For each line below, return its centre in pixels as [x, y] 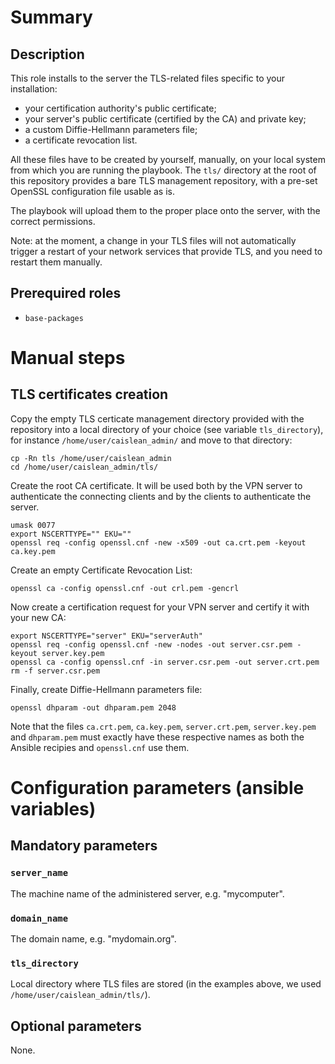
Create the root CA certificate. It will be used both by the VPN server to [156, 485]
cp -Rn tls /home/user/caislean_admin [91, 458]
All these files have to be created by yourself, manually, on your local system [168, 159]
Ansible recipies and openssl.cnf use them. [100, 747]
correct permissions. [53, 221]
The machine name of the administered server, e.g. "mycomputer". [147, 893]
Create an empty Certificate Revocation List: [101, 570]
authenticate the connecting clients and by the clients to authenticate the [161, 496]
